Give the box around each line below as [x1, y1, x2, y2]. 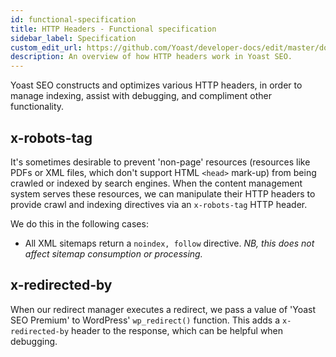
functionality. [10, 101, 65, 113]
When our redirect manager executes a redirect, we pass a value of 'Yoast [10, 303, 316, 315]
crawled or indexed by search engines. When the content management [10, 177, 303, 189]
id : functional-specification [10, 14, 137, 25]
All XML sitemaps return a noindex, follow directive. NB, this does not [24, 237, 315, 249]
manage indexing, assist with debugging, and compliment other [10, 90, 272, 102]
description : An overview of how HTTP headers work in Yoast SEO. [10, 52, 293, 62]
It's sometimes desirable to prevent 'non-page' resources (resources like [10, 156, 311, 168]
